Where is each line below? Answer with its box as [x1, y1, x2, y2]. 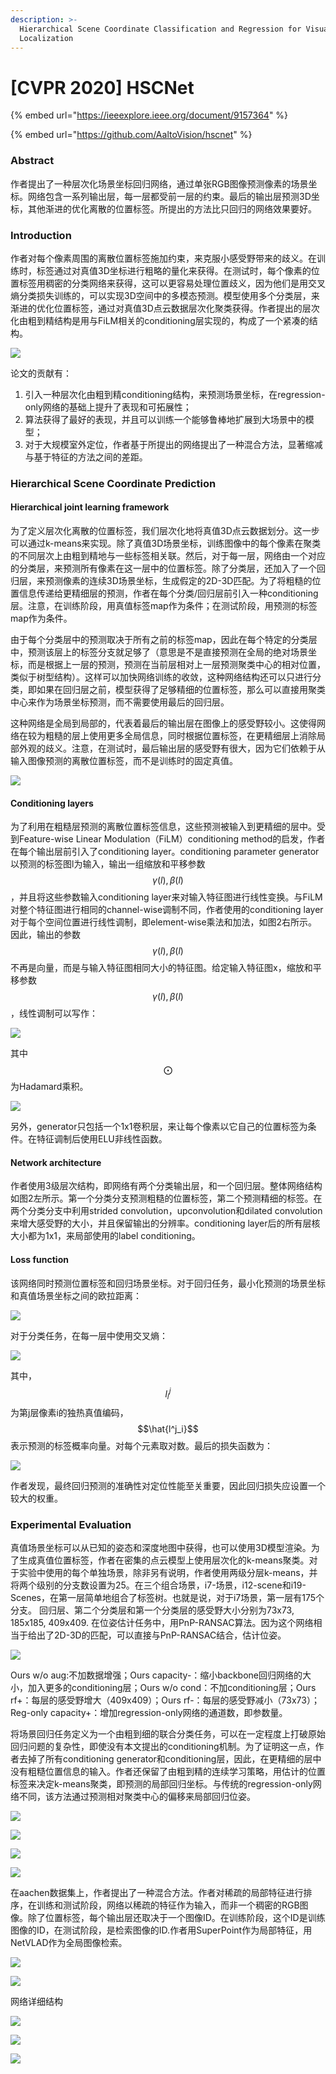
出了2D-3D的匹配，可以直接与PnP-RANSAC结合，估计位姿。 [36, 1629, 287, 1641]
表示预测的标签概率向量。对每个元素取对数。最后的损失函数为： [10, 1440, 273, 1452]
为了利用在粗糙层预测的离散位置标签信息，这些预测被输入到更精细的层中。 [10, 821, 317, 833]
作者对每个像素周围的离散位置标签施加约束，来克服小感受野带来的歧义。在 [10, 252, 317, 264]
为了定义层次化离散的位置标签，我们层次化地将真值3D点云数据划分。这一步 [10, 525, 320, 537]
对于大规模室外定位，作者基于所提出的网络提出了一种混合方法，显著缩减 [24, 438, 323, 450]
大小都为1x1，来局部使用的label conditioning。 [10, 1230, 201, 1242]
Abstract [10, 154, 55, 168]
